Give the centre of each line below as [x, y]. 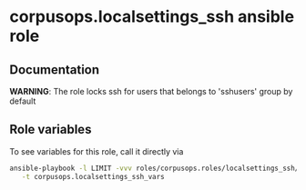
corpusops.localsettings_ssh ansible [152, 17]
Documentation [55, 70]
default [23, 101]
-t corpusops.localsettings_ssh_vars [93, 176]
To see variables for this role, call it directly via [97, 151]
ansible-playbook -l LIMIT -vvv [71, 168]
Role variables [51, 130]
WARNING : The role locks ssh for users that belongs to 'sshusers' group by [151, 91]
